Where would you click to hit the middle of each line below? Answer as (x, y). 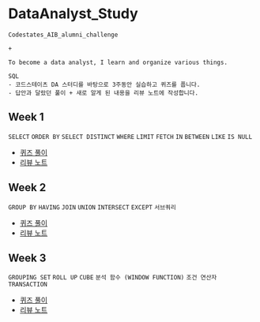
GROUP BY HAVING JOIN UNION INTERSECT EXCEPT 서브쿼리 (92, 207)
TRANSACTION (28, 285)
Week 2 (27, 187)
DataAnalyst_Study (73, 14)
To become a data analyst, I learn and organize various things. (118, 62)
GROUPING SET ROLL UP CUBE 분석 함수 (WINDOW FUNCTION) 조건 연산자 (113, 278)
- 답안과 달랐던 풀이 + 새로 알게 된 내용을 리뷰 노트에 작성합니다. (104, 93)
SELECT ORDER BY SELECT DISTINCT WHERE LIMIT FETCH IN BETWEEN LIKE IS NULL (130, 137)
